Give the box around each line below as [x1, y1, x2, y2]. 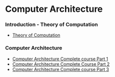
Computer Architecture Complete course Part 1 [12, 56, 108, 62]
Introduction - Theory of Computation [5, 21, 98, 28]
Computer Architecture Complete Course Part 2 [12, 61, 110, 67]
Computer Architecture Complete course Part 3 [12, 66, 109, 72]
